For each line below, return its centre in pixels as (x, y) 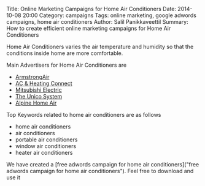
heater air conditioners (44, 153)
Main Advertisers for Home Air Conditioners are (67, 65)
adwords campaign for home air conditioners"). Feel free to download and (100, 171)
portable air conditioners (46, 139)
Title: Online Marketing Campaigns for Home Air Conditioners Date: (91, 9)
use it (13, 177)
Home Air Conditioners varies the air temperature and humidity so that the (100, 46)
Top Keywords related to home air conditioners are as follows (84, 115)
